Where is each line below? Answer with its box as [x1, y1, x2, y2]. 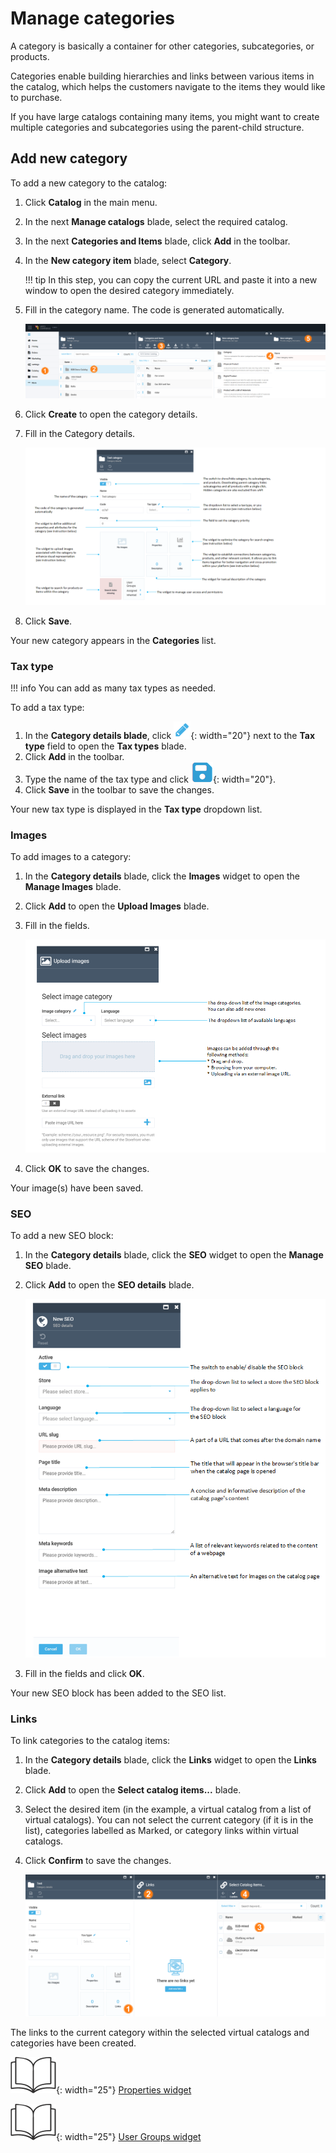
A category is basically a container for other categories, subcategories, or [10, 40, 315, 52]
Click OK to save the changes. [24, 1163, 150, 1175]
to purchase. [10, 91, 63, 103]
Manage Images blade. [24, 881, 122, 893]
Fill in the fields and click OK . [24, 1667, 145, 1679]
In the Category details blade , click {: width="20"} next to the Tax [24, 729, 316, 741]
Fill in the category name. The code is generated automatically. [24, 303, 285, 316]
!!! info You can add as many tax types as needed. [10, 682, 217, 694]
